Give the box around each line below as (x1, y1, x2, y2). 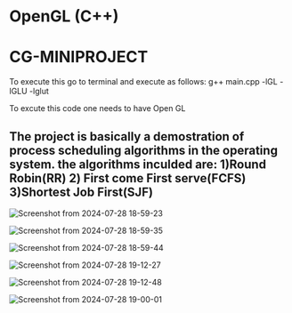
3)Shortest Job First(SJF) (9, 184, 154, 199)
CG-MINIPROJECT (9, 47, 149, 68)
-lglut (29, 86, 49, 97)
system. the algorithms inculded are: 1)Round (9, 156, 267, 172)
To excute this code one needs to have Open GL (9, 103, 186, 114)
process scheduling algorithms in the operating (9, 142, 279, 157)
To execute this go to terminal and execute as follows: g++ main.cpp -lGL (9, 76, 278, 87)
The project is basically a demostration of (9, 129, 245, 144)
